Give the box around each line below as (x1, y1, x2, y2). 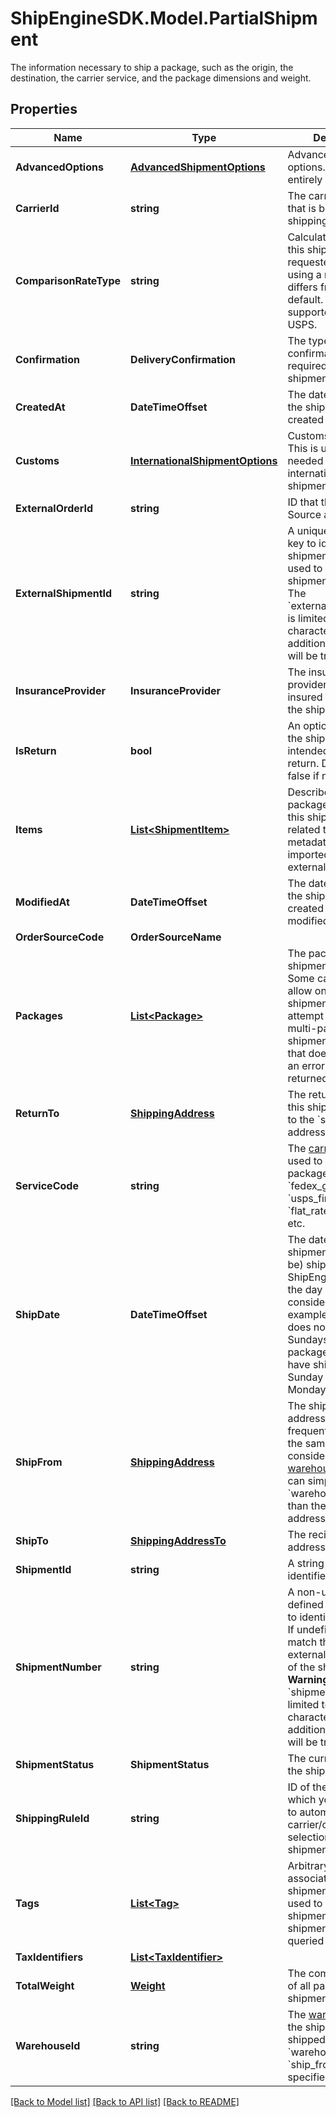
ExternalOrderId (15, 501, 94, 515)
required (287, 358, 328, 372)
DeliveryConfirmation (130, 352, 237, 366)
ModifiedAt (15, 895, 70, 909)
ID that (287, 495, 319, 509)
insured (287, 690, 323, 704)
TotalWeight (15, 1978, 75, 1992)
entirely (287, 172, 323, 186)
